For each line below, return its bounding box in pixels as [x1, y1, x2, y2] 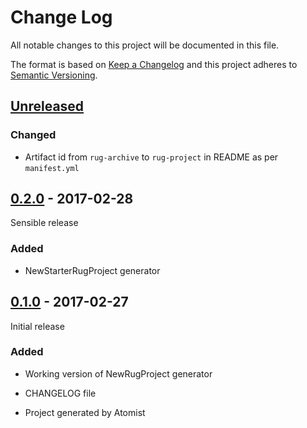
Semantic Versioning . [10, 69, 98, 81]
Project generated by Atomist [24, 406, 146, 418]
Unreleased [10, 98, 85, 115]
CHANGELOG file [24, 387, 97, 399]
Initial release [10, 320, 65, 332]
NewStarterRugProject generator [24, 264, 161, 276]
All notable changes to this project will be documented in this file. [10, 39, 280, 51]
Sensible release [10, 217, 79, 229]
